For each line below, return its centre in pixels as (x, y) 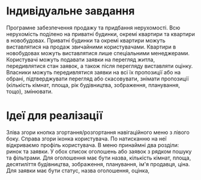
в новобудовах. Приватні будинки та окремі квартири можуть (86, 40)
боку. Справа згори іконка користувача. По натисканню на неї (86, 139)
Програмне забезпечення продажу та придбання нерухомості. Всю (93, 28)
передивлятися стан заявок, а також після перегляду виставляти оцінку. (100, 66)
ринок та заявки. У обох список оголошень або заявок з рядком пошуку (99, 151)
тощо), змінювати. (29, 91)
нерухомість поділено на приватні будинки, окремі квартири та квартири (100, 34)
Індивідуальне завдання (70, 11)
